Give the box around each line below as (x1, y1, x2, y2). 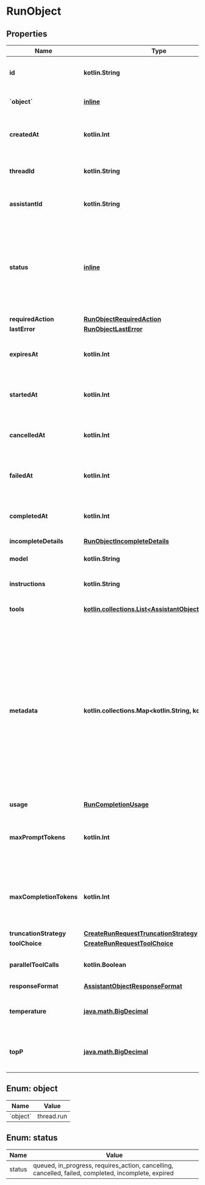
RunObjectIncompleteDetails (83, 537, 170, 545)
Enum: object (6, 1084, 58, 1094)
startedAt (9, 391, 38, 399)
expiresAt (9, 350, 38, 358)
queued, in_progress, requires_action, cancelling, (32, 1161, 174, 1170)
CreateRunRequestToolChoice (83, 939, 174, 948)
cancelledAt (9, 431, 46, 439)
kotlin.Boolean (83, 960, 126, 969)
